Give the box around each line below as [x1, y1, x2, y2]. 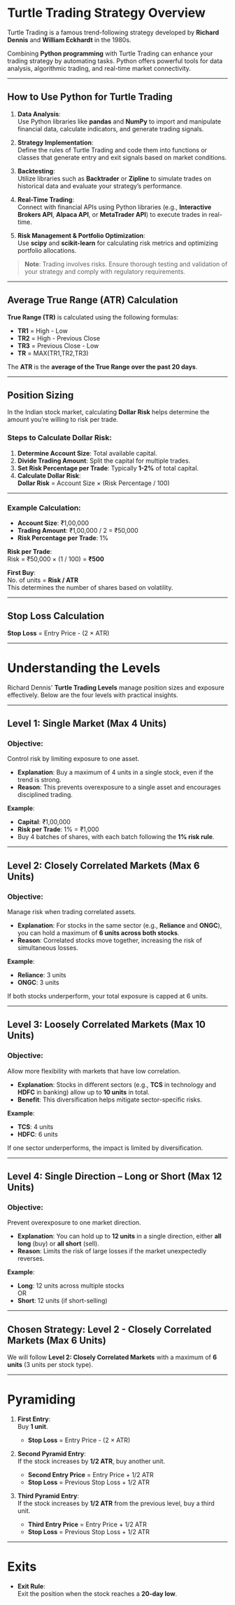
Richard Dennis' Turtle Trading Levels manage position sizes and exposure [7, 683, 225, 692]
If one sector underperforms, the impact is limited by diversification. [7, 1143, 204, 1152]
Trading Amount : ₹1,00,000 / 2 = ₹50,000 [17, 526, 138, 534]
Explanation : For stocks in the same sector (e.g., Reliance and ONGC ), [17, 921, 222, 930]
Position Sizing [7, 389, 74, 401]
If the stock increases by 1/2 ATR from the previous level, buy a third [17, 1499, 215, 1507]
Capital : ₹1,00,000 [17, 818, 71, 826]
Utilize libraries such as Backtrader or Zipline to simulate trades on [17, 174, 212, 183]
